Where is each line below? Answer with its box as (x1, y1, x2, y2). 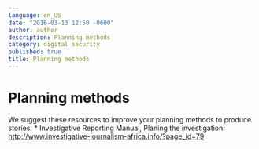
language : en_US (8, 11, 61, 20)
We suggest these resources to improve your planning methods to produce (8, 114, 252, 124)
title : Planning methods (8, 56, 90, 64)
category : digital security (8, 41, 101, 49)
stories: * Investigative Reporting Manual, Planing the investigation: (8, 123, 226, 133)
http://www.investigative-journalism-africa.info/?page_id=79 (8, 131, 205, 141)
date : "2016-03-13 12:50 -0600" (8, 19, 114, 27)
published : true (8, 48, 61, 56)
